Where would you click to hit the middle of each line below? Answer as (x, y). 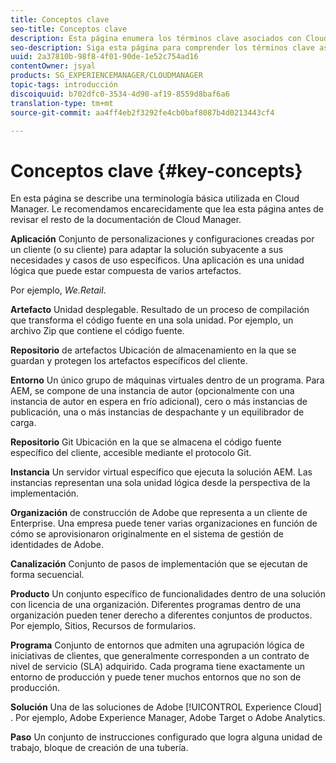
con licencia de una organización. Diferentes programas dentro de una (156, 605)
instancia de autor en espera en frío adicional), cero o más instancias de (159, 402)
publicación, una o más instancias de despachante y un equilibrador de (157, 412)
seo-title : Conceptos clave (69, 29)
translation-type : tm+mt (62, 103)
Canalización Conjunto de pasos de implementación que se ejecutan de (159, 564)
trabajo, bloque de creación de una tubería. (99, 748)
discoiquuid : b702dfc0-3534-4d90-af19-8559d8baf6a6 (120, 94)
